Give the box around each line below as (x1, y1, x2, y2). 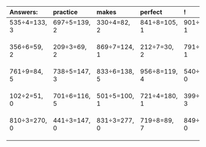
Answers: (9, 8, 38, 16)
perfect (140, 8, 162, 16)
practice (53, 8, 78, 16)
